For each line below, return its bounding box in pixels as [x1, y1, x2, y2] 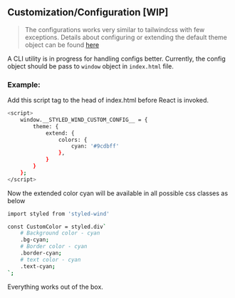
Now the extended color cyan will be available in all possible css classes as [7, 189, 229, 197]
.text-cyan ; [20, 262, 56, 270]
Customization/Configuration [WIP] [7, 6, 169, 19]
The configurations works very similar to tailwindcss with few [24, 25, 205, 34]
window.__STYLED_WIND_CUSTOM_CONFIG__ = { [20, 116, 148, 123]
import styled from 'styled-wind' [7, 210, 110, 217]
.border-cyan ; [20, 250, 62, 257]
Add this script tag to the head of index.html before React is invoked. [7, 96, 209, 105]
